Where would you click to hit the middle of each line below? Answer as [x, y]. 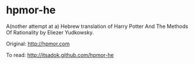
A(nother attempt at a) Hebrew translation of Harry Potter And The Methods [97, 26]
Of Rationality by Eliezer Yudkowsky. [50, 32]
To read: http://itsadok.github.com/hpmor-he [60, 55]
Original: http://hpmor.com [38, 44]
